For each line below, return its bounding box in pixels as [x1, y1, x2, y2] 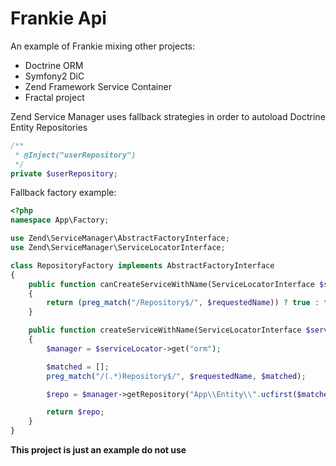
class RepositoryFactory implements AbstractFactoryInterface [10, 260, 275, 271]
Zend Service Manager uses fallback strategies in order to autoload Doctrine [10, 110, 326, 122]
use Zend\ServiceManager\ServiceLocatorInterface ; [10, 243, 226, 253]
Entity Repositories [10, 121, 88, 133]
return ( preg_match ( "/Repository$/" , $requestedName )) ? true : [46, 298, 320, 308]
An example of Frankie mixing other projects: [10, 40, 196, 52]
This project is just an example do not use [10, 444, 187, 456]
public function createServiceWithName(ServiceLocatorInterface [28, 325, 302, 336]
